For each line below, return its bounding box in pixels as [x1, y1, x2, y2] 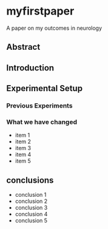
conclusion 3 [15, 204, 48, 211]
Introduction [6, 63, 55, 73]
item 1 [15, 132, 30, 139]
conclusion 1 [15, 191, 47, 199]
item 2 [15, 138, 32, 145]
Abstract [6, 42, 41, 52]
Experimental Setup [6, 83, 83, 94]
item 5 [15, 157, 32, 165]
